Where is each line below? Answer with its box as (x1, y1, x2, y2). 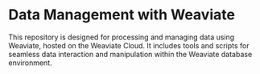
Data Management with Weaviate (8, 6, 236, 24)
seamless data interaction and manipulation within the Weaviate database (8, 49, 253, 59)
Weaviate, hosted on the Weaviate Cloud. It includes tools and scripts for (8, 40, 250, 50)
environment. (8, 58, 52, 68)
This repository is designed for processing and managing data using (8, 32, 235, 42)
